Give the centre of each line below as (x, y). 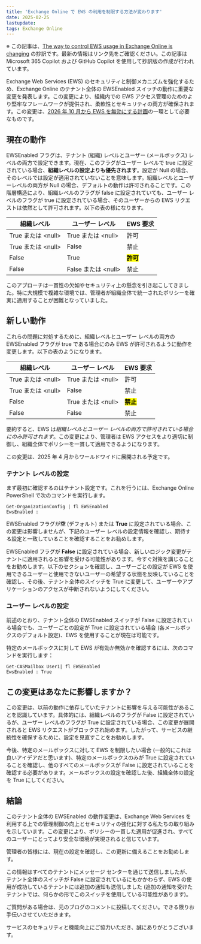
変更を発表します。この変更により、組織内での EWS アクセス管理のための (97, 96)
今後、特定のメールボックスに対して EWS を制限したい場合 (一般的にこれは (99, 750)
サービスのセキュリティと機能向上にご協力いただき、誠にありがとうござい (98, 927)
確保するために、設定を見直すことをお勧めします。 (85, 737)
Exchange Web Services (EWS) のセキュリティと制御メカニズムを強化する (98, 82)
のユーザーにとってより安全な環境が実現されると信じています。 (84, 839)
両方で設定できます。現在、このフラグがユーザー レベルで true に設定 (107, 163)
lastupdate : (21, 23)
